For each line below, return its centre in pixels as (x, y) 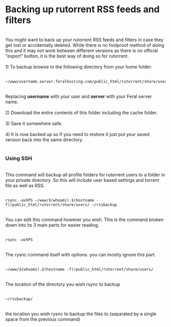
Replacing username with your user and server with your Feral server (79, 96)
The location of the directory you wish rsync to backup (63, 284)
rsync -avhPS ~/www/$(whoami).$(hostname (50, 200)
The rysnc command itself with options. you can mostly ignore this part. (81, 255)
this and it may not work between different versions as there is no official (82, 50)
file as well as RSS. (25, 186)
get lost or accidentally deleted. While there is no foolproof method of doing (85, 45)
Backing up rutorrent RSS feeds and (82, 9)
